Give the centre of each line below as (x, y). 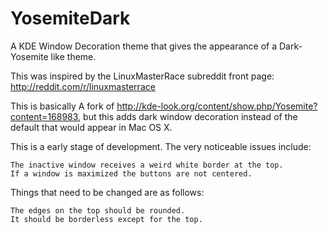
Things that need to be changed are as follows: (107, 192)
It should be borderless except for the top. (106, 219)
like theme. (73, 56)
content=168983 (44, 116)
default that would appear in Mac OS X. (91, 127)
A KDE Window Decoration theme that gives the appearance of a (144, 46)
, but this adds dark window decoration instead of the (188, 116)
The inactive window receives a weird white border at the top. (147, 165)
